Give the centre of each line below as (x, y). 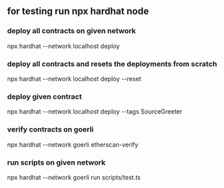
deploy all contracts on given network (71, 31)
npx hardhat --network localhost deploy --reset (74, 79)
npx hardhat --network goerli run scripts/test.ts (74, 177)
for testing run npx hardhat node (78, 11)
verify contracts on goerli (51, 129)
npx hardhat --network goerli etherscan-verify (73, 145)
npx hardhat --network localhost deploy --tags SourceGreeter (95, 112)
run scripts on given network (56, 163)
